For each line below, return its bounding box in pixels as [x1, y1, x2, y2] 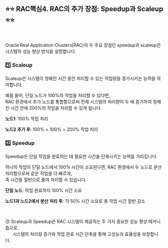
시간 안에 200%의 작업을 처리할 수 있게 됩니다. [10, 105, 102, 111]
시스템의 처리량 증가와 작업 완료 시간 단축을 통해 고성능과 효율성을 [12, 231, 141, 237]
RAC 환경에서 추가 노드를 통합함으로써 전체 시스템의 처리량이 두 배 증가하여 [5, 99, 152, 105]
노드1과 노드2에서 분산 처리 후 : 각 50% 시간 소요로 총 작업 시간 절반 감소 [5, 198, 145, 204]
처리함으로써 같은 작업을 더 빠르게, [5, 171, 72, 177]
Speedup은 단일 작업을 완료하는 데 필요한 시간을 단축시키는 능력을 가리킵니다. [5, 153, 158, 159]
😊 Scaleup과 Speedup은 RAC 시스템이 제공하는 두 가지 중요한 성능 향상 [5, 218, 147, 225]
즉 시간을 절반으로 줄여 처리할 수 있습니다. [5, 177, 87, 183]
